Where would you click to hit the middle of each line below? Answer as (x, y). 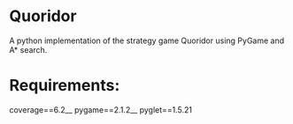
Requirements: (65, 86)
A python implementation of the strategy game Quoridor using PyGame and (147, 40)
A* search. (28, 49)
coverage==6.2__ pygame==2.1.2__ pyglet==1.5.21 (101, 109)
